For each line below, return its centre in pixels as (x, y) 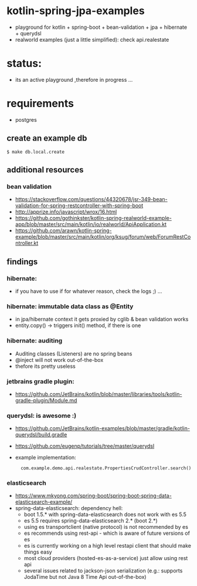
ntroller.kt (27, 243)
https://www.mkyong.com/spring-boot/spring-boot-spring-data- (93, 496)
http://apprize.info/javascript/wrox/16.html (66, 212)
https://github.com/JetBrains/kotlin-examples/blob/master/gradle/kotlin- (102, 428)
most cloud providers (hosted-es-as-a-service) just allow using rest (106, 558)
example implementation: (46, 458)
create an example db (47, 139)
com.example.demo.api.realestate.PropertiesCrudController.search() (106, 468)
